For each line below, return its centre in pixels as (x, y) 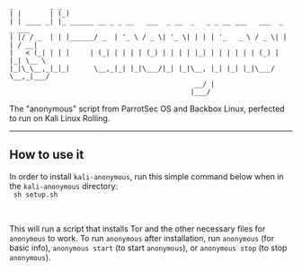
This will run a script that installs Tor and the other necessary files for (138, 228)
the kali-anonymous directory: (64, 186)
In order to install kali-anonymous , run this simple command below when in (147, 176)
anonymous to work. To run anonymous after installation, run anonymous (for (142, 238)
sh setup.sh (36, 195)
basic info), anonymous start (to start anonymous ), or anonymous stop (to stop (148, 248)
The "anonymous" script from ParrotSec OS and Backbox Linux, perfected (147, 109)
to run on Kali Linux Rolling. (60, 118)
